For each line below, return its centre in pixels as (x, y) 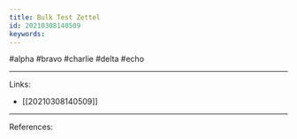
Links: (20, 84)
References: (31, 127)
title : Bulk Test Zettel (55, 17)
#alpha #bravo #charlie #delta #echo (76, 59)
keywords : (27, 34)
